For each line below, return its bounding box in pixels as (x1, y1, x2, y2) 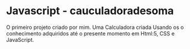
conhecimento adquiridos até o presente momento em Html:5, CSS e (6, 30, 175, 37)
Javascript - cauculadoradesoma (6, 4, 174, 18)
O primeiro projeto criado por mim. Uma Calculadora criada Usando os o (6, 24, 184, 31)
